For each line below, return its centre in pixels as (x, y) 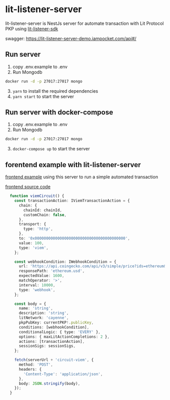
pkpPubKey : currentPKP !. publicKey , (56, 323)
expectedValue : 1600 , (41, 276)
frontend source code (28, 187)
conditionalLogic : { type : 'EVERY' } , (59, 332)
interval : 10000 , (37, 285)
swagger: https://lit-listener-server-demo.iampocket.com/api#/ (71, 38)
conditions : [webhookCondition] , (54, 327)
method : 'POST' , (36, 365)
